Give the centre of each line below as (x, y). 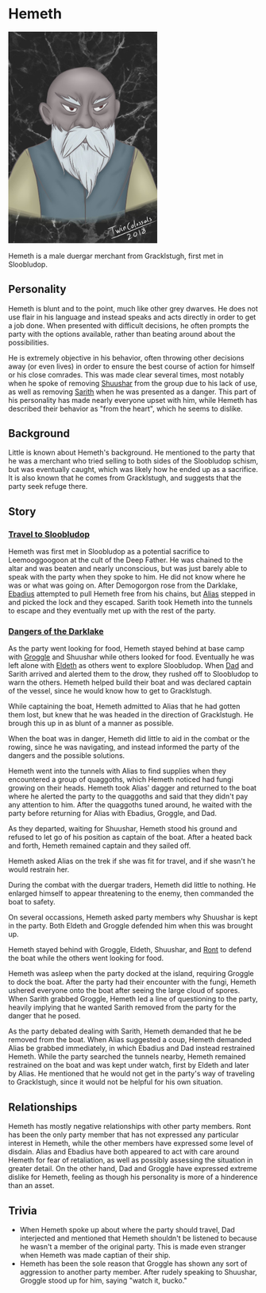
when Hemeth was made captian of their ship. (95, 1256)
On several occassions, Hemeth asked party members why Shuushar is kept (133, 917)
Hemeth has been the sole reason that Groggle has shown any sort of (133, 1264)
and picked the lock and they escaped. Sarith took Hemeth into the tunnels (130, 603)
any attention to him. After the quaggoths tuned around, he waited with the (130, 805)
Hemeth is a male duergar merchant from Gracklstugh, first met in (116, 256)
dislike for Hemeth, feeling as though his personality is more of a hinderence (133, 1177)
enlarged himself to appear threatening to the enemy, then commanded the (131, 893)
